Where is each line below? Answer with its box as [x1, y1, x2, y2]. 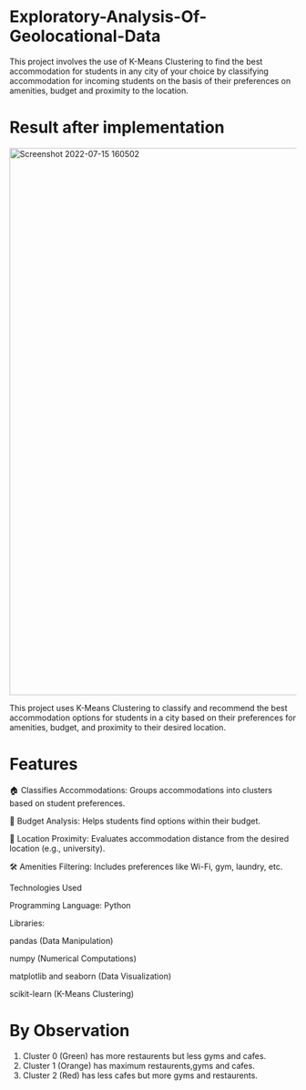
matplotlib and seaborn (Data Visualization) [9, 970, 172, 981]
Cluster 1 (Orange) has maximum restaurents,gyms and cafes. [22, 1060, 255, 1071]
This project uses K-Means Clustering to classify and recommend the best [9, 702, 289, 713]
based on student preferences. [9, 797, 126, 809]
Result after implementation [9, 117, 225, 138]
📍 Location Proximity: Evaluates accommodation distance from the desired [9, 833, 290, 844]
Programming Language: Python [9, 899, 131, 910]
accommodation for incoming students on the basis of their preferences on [9, 75, 291, 86]
